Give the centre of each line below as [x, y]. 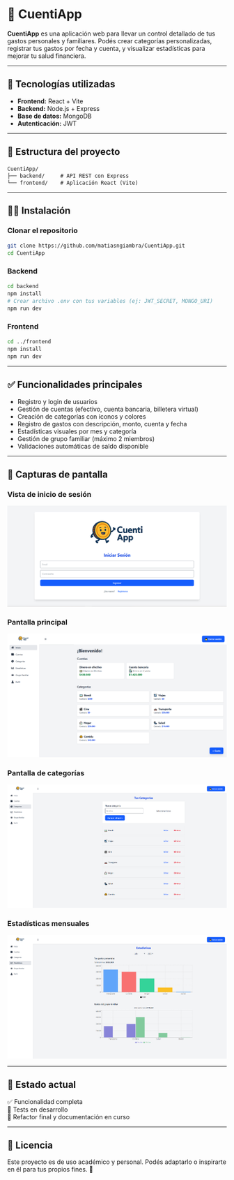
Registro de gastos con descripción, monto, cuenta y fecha [102, 424]
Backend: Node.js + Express [58, 108]
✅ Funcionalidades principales [75, 385]
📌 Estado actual [42, 1085]
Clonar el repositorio [42, 230]
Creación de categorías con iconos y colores [81, 416]
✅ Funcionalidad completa [45, 1101]
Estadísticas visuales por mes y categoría [77, 431]
